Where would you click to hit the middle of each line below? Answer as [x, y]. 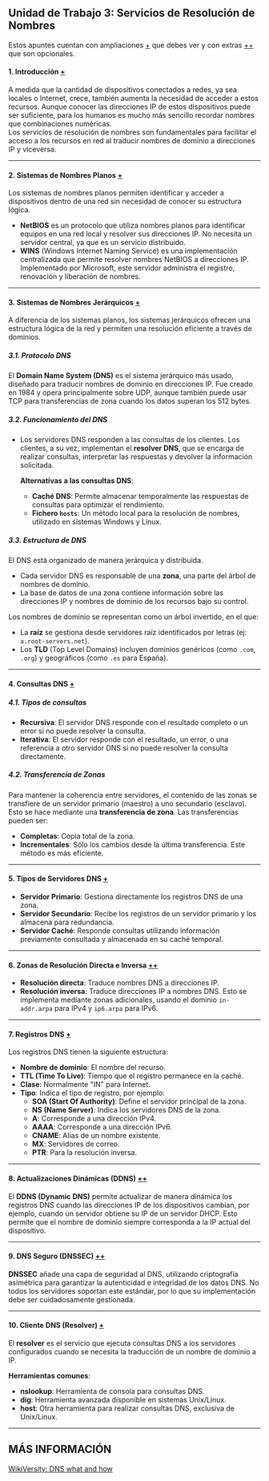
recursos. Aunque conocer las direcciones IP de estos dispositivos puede [129, 107]
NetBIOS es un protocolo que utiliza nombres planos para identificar [132, 225]
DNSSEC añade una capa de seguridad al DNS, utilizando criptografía [123, 1274]
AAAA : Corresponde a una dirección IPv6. [102, 1127]
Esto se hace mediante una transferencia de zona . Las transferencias [123, 811]
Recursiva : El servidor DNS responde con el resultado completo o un [134, 722]
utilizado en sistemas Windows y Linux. [97, 522]
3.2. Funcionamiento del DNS [58, 419]
